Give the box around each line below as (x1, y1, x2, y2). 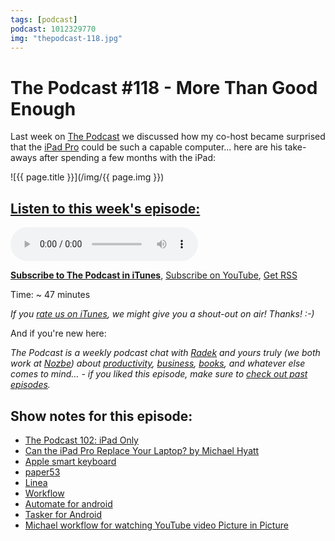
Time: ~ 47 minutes (10, 289, 91, 301)
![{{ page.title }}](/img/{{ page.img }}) (10, 171, 165, 183)
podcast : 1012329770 (10, 24, 97, 34)
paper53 (24, 466, 61, 478)
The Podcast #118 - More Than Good (10, 76, 318, 99)
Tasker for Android (24, 508, 103, 520)
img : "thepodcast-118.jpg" (10, 33, 123, 43)
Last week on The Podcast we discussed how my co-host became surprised (10, 131, 326, 143)
